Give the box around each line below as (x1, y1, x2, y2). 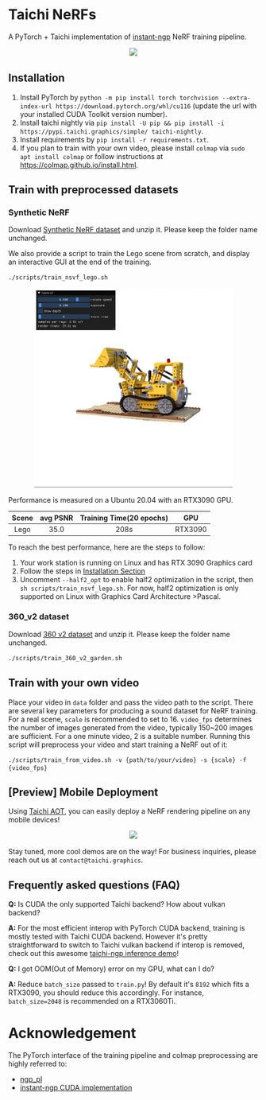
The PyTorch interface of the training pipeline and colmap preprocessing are (8, 1051, 258, 1060)
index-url (19, 102, 53, 111)
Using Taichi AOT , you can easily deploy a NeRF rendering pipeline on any (8, 807, 251, 816)
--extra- (222, 94, 252, 102)
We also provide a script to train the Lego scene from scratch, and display (8, 249, 250, 258)
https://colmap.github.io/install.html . (19, 160, 139, 169)
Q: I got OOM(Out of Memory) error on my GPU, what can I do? (8, 964, 214, 974)
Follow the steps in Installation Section (19, 566, 145, 576)
